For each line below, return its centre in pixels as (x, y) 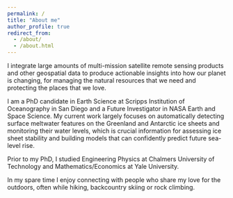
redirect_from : (29, 33)
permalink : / (26, 14)
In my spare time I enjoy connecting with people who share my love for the (114, 180)
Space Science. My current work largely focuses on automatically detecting (116, 116)
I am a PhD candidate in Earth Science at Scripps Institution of (96, 101)
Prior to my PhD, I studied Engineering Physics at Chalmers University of (111, 159)
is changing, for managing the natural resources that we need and (102, 80)
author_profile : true (39, 26)
